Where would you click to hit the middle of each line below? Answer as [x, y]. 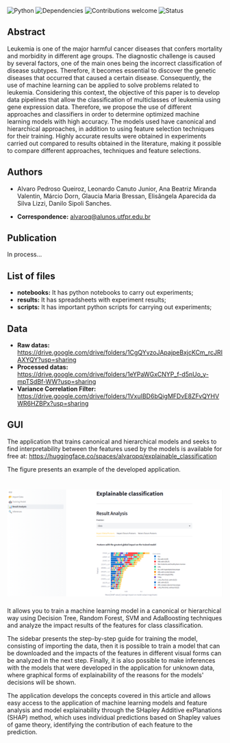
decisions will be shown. [42, 683]
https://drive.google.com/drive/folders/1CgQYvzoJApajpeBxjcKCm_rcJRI [120, 352]
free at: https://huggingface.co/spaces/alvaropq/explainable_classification [112, 456]
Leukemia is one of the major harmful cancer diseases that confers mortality [115, 49]
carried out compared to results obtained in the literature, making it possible [114, 143]
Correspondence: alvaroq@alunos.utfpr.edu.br [84, 217]
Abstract [26, 32]
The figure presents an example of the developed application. [94, 469]
